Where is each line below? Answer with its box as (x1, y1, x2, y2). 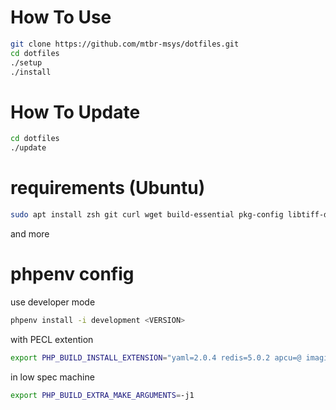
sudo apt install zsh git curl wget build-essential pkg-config (10, 210, 284, 220)
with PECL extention (10, 333, 94, 345)
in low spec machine (10, 371, 95, 383)
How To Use (10, 6, 112, 29)
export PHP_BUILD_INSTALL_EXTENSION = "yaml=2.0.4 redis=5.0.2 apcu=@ (10, 352, 302, 363)
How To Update (10, 101, 141, 123)
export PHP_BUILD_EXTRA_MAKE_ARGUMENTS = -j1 (10, 390, 195, 400)
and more (10, 227, 50, 240)
